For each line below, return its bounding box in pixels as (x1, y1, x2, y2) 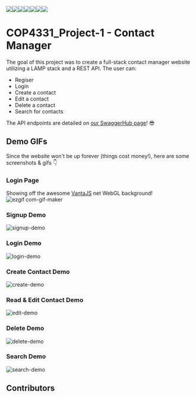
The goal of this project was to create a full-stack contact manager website (6, 58, 191, 65)
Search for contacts (14, 108, 64, 115)
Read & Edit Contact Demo (6, 295, 84, 304)
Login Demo (6, 239, 42, 247)
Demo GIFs (6, 137, 48, 147)
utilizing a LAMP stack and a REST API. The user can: (6, 65, 137, 72)
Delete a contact (14, 101, 55, 109)
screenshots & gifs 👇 (6, 159, 58, 166)
